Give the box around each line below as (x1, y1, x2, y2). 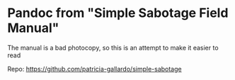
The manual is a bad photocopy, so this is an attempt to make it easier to (7, 43, 219, 52)
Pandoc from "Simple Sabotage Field (7, 5, 229, 21)
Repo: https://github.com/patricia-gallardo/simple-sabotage (7, 64, 182, 73)
